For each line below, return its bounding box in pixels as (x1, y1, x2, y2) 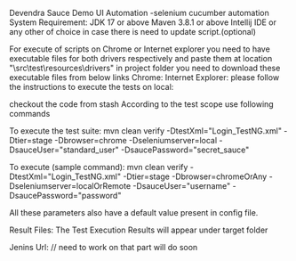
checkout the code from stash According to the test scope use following (9, 99, 274, 110)
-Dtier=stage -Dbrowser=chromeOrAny (123, 171, 268, 182)
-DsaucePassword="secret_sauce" (120, 144, 250, 155)
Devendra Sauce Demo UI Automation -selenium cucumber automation (9, 8, 269, 18)
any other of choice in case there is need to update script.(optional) (9, 27, 256, 37)
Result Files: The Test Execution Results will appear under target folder (9, 224, 268, 235)
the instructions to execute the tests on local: (9, 82, 174, 92)
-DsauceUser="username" (132, 181, 231, 191)
